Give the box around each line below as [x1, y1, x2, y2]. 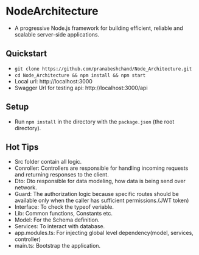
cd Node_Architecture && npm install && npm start [14, 72, 146, 79]
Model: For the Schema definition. [14, 216, 100, 223]
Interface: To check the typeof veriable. [14, 203, 114, 211]
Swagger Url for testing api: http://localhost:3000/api [14, 84, 148, 91]
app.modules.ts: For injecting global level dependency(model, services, [14, 229, 194, 237]
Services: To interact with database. [14, 223, 105, 230]
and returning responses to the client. [14, 171, 109, 178]
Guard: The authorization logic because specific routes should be [14, 190, 179, 198]
